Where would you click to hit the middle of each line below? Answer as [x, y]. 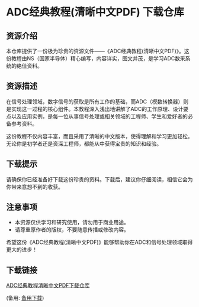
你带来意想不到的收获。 [35, 187]
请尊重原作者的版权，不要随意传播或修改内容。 [72, 230]
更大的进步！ [22, 250]
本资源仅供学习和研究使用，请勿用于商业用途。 [72, 223]
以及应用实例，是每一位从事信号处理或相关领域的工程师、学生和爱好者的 [99, 116]
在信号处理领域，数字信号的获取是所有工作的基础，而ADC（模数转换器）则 [97, 102]
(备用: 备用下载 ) [25, 298]
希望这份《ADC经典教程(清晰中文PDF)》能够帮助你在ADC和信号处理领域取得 [99, 242]
